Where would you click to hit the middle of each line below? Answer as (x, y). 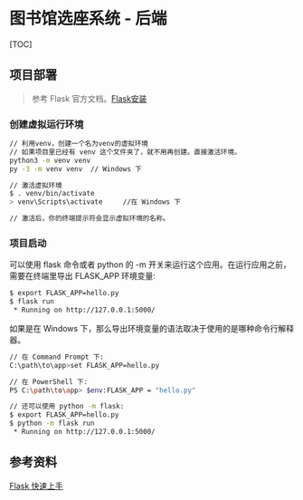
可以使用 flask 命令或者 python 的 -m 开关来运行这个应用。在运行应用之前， (150, 264)
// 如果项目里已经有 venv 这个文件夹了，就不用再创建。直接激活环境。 (125, 152)
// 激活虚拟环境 (36, 185)
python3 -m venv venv (50, 160)
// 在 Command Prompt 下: (57, 357)
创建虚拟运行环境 (47, 124)
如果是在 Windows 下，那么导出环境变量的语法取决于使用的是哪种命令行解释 (151, 328)
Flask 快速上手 (36, 486)
